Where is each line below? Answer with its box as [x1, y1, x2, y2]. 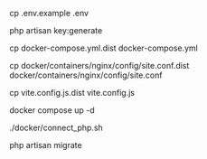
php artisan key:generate [9, 25, 103, 35]
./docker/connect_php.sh [9, 122, 104, 133]
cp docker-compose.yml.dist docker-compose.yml [9, 42, 199, 53]
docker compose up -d [9, 105, 95, 116]
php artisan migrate [9, 140, 83, 150]
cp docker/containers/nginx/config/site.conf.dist [9, 61, 190, 70]
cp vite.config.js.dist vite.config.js [9, 88, 136, 98]
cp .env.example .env [9, 8, 89, 18]
